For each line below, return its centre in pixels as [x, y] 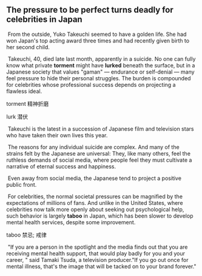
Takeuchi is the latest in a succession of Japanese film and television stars [101, 129]
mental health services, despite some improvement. [71, 222]
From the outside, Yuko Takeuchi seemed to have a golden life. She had [97, 34]
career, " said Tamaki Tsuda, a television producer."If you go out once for [97, 260]
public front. [22, 184]
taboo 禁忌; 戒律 [26, 235]
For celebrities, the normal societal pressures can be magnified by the [95, 196]
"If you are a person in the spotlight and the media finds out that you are [98, 247]
